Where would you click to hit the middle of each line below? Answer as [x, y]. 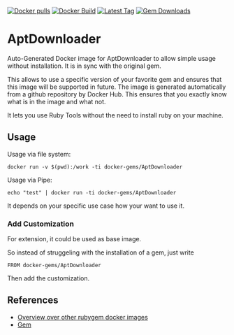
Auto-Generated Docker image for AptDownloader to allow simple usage [112, 58]
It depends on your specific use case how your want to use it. [96, 206]
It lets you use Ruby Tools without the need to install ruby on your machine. [115, 115]
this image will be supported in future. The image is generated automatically [117, 87]
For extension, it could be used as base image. [74, 239]
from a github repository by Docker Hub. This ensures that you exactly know [117, 94]
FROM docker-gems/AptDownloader [54, 266]
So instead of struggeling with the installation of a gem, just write [101, 252]
